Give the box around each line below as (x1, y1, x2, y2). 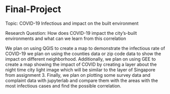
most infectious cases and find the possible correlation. (5, 82, 122, 89)
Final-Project (5, 4, 61, 15)
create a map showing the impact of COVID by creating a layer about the (5, 61, 157, 67)
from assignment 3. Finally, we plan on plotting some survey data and (5, 72, 151, 78)
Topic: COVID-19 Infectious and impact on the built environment (5, 20, 139, 26)
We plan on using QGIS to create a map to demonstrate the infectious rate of (5, 45, 165, 51)
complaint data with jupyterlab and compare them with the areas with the (5, 77, 158, 83)
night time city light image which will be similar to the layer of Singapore (5, 67, 156, 73)
